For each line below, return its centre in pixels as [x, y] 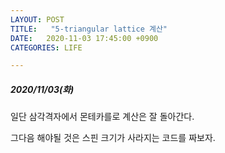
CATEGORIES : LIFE [46, 47]
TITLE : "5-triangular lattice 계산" [89, 29]
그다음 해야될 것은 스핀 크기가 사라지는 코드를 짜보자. [113, 138]
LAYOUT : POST [37, 19]
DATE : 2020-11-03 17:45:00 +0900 [84, 38]
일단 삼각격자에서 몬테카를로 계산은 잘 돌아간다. [102, 117]
